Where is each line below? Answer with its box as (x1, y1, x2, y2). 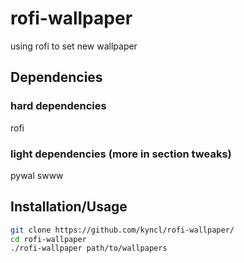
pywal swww (10, 169, 64, 181)
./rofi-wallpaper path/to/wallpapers (10, 243, 168, 254)
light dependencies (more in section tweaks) (10, 147, 232, 161)
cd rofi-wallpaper (10, 234, 87, 244)
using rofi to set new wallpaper (10, 40, 138, 52)
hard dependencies (10, 99, 107, 113)
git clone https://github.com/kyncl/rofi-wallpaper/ (10, 225, 235, 235)
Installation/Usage (10, 198, 128, 216)
